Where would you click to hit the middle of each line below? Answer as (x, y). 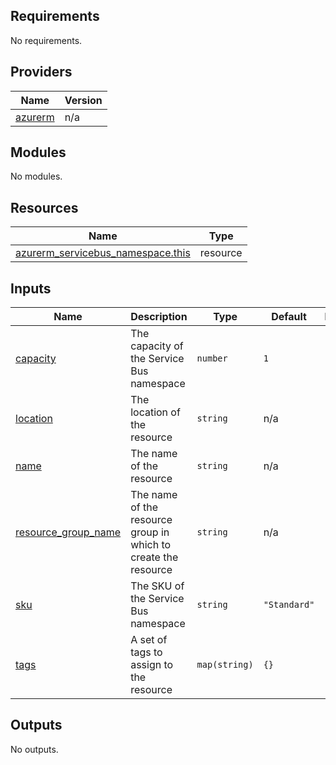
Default (289, 317)
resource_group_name (68, 532)
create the (154, 557)
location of (155, 412)
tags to (146, 652)
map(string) (225, 665)
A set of (149, 640)
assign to (152, 665)
